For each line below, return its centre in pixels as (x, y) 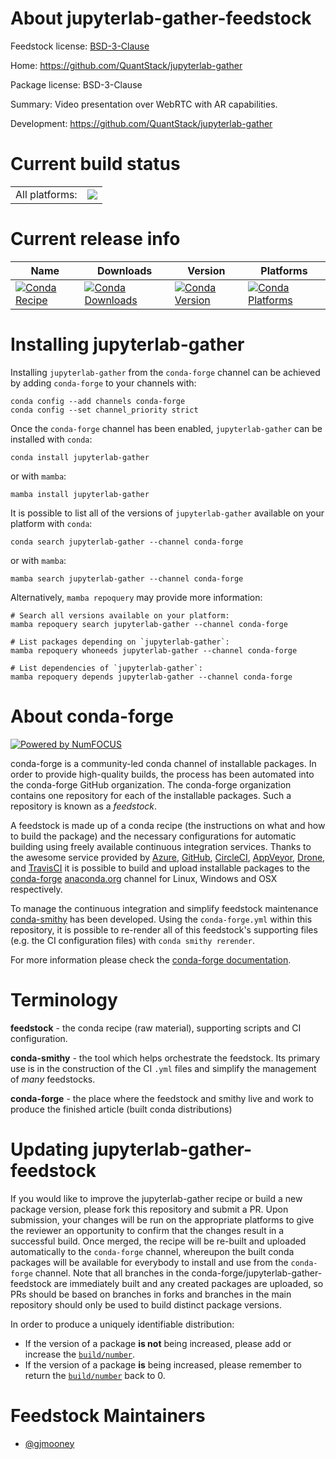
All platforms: (46, 194)
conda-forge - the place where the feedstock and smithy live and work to (162, 1098)
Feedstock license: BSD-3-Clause (80, 46)
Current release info (95, 239)
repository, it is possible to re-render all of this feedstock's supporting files (164, 929)
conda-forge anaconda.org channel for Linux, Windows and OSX (144, 878)
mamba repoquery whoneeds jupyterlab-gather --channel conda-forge (154, 650)
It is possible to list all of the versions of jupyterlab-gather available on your (167, 513)
